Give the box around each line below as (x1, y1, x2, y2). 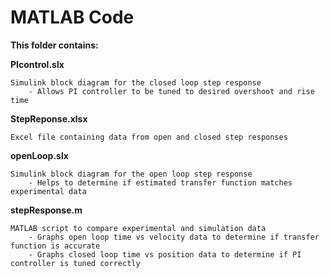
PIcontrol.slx (10, 58, 65, 70)
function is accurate (10, 241, 101, 251)
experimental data (10, 186, 87, 196)
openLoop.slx (10, 149, 69, 161)
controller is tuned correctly (10, 258, 141, 268)
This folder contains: (10, 39, 99, 51)
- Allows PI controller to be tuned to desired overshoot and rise (28, 86, 315, 96)
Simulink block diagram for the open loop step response (10, 169, 253, 179)
